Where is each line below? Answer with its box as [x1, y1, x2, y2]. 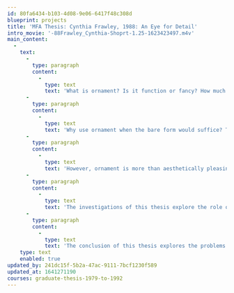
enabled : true [19, 256, 61, 262]
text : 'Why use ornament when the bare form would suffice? [44, 126, 223, 133]
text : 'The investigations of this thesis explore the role [44, 204, 223, 211]
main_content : [7, 36, 49, 43]
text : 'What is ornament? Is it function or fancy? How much [44, 87, 226, 94]
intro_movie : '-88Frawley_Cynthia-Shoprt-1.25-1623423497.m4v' [7, 29, 195, 37]
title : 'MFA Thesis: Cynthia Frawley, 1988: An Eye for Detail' [7, 23, 198, 30]
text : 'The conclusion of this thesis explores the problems [44, 242, 226, 250]
